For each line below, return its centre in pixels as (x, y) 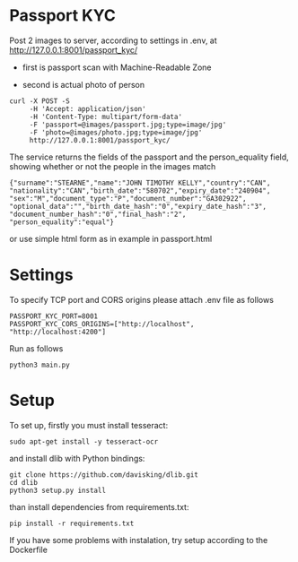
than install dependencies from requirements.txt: (99, 506)
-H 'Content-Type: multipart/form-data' (105, 117)
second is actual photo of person (83, 84)
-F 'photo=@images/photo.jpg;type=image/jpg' (116, 132)
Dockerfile (28, 549)
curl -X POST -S (39, 101)
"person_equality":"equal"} (62, 222)
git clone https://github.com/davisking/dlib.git (104, 475)
